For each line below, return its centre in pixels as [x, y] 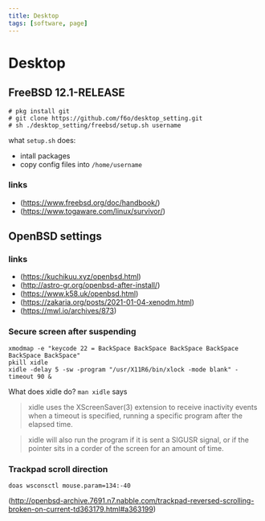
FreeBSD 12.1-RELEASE [67, 93]
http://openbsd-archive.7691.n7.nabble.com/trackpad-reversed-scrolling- [132, 501]
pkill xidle [28, 363]
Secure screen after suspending [72, 332]
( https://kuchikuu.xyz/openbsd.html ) [81, 277]
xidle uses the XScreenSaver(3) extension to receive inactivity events [143, 407]
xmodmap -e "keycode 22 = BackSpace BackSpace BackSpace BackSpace [124, 348]
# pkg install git [39, 111]
